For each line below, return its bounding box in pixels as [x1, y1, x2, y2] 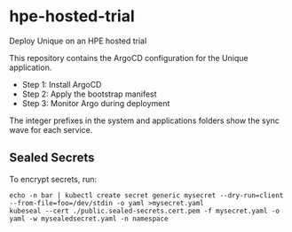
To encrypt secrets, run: [9, 174, 98, 184]
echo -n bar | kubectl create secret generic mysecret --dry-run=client [9, 190, 284, 200]
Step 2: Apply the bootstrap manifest [21, 89, 157, 99]
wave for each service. [9, 124, 93, 135]
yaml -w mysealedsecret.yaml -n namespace [9, 214, 169, 223]
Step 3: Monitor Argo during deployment [21, 97, 170, 108]
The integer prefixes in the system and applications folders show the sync [9, 115, 280, 126]
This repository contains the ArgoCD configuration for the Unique [9, 52, 249, 63]
